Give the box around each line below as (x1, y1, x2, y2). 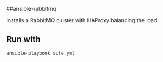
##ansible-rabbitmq (6, 5, 57, 12)
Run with (6, 34, 41, 45)
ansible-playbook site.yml (6, 50, 75, 56)
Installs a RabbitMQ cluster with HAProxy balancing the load (6, 17, 158, 23)
